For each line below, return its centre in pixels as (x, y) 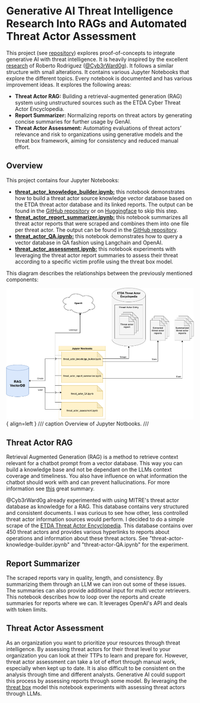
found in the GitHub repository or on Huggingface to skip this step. (96, 211)
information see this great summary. (51, 489)
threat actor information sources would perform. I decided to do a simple (95, 519)
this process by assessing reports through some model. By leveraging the (96, 681)
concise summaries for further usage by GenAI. (73, 121)
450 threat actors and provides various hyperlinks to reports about (88, 532)
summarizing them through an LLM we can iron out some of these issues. (96, 584)
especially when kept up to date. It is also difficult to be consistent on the (96, 668)
